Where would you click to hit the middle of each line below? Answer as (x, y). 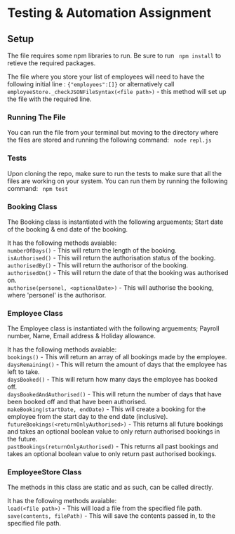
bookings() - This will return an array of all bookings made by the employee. (117, 357)
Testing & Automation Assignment (109, 13)
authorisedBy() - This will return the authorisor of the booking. (98, 265)
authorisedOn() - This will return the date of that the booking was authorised (118, 272)
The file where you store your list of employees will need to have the (106, 76)
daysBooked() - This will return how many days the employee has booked (113, 380)
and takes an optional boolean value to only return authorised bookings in (114, 432)
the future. (22, 439)
